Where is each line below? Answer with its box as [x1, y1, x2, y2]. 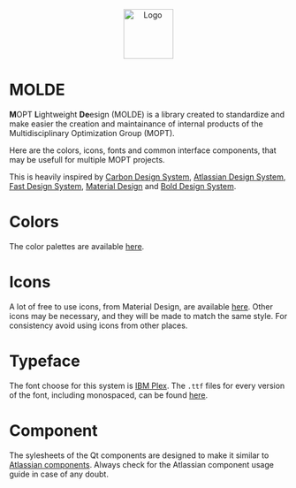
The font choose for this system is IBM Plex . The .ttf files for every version [9, 380, 285, 391]
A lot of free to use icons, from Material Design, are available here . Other [9, 301, 274, 312]
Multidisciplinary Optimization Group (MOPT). [9, 127, 175, 138]
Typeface [9, 351, 81, 370]
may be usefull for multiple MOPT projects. [9, 154, 165, 164]
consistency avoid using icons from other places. [9, 320, 188, 331]
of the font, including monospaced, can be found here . [9, 389, 209, 400]
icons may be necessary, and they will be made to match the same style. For [9, 310, 288, 321]
